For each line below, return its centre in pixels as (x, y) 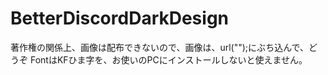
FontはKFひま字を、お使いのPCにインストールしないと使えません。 (168, 59)
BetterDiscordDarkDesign (120, 18)
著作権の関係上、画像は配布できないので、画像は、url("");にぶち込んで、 (159, 47)
